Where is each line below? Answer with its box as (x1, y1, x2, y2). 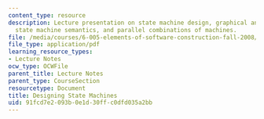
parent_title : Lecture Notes (8, 70, 104, 78)
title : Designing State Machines (8, 92, 118, 99)
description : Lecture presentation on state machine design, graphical (8, 19, 247, 27)
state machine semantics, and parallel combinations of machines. (15, 26, 237, 34)
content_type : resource (8, 11, 86, 20)
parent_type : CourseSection (8, 77, 101, 85)
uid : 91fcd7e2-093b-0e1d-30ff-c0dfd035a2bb (8, 99, 153, 106)
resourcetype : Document (8, 84, 86, 92)
